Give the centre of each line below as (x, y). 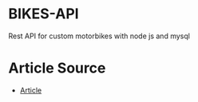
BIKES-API (44, 14)
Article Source (57, 68)
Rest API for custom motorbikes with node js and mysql (99, 36)
